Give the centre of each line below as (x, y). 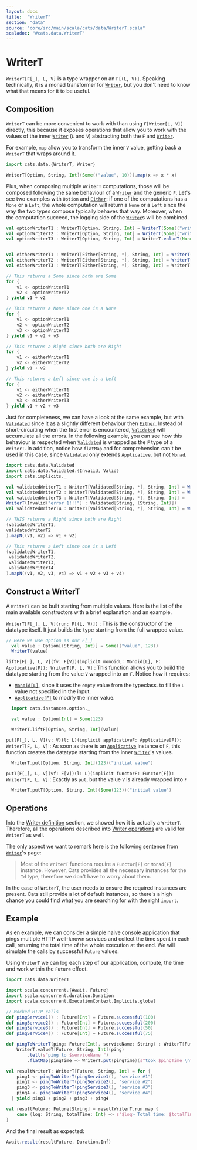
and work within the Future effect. (47, 969)
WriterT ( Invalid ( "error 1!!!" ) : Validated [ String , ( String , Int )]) (91, 503)
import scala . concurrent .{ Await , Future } (57, 990)
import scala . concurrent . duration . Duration (60, 996)
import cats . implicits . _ (36, 476)
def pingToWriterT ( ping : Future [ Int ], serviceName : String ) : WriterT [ (95, 1044)
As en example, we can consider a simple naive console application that (93, 932)
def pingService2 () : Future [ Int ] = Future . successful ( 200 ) (81, 1023)
